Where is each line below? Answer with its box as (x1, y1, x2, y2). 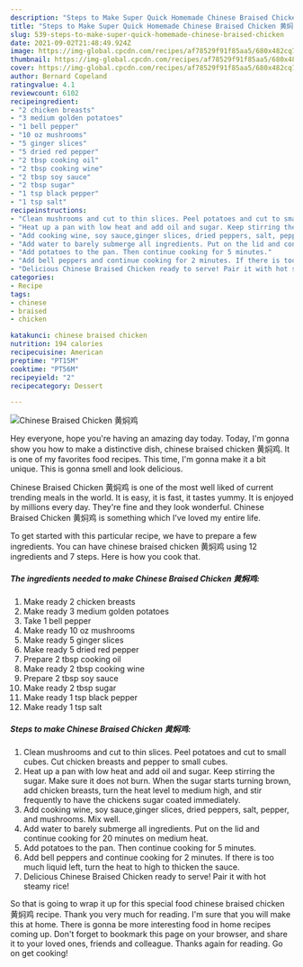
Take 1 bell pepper (22, 616, 92, 626)
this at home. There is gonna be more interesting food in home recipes (10, 919, 272, 930)
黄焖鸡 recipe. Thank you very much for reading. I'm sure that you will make (10, 909, 291, 920)
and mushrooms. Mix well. (22, 814, 120, 825)
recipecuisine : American (10, 348, 103, 357)
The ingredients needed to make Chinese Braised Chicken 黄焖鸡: (10, 573, 260, 584)
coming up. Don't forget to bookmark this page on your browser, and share (10, 929, 289, 940)
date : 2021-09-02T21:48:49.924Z (10, 38, 131, 48)
